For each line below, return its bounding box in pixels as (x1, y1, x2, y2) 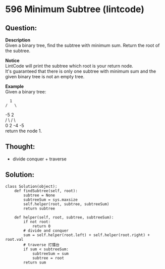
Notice (5, 58, 20, 64)
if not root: (23, 219, 51, 224)
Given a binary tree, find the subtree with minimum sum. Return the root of (5, 42, 160, 48)
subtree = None (23, 193, 56, 198)
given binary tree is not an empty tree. (5, 74, 85, 79)
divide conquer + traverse (12, 155, 67, 162)
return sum (23, 260, 46, 265)
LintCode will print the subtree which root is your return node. (5, 63, 134, 69)
